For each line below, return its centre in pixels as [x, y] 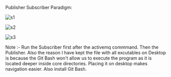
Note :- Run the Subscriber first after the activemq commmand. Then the [82, 47]
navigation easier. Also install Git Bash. [46, 69]
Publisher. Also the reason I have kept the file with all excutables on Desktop [86, 53]
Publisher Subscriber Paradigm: [39, 7]
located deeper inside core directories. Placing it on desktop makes [76, 63]
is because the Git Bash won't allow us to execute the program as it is [79, 58]
